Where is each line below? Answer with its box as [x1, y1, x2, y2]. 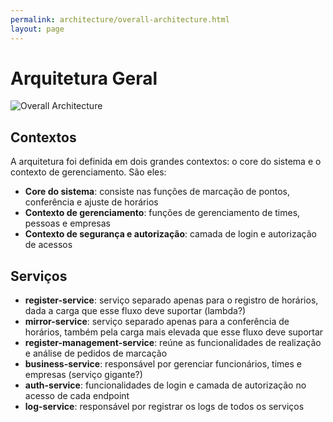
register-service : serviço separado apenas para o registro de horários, [24, 294, 319, 306]
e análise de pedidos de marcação [24, 347, 168, 360]
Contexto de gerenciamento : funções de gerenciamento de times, [24, 207, 301, 219]
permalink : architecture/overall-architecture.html [10, 14, 230, 25]
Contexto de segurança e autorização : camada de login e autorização [24, 228, 317, 240]
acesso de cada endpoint [24, 390, 130, 402]
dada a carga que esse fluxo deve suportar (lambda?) [24, 305, 247, 317]
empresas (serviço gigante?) [24, 369, 143, 381]
